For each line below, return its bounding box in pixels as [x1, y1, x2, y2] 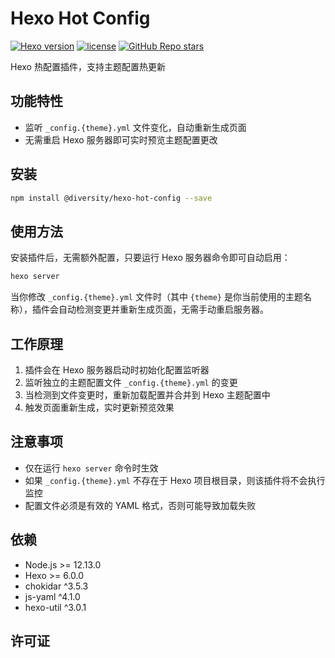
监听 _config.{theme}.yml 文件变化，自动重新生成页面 [24, 121, 247, 133]
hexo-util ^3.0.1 [24, 601, 87, 613]
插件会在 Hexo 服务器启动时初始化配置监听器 [24, 363, 210, 376]
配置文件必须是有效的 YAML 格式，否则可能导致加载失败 [24, 499, 257, 511]
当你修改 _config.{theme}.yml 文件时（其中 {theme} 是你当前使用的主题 [10, 291, 303, 303]
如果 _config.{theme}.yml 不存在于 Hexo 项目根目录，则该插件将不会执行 [24, 474, 326, 486]
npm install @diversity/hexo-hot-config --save [10, 193, 213, 203]
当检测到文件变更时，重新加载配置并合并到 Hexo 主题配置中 [24, 388, 271, 401]
